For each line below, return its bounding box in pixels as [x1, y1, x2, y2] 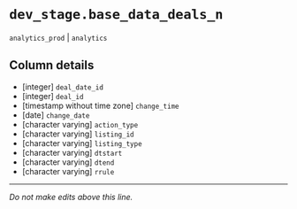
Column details [9, 58, 95, 73]
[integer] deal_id [21, 90, 84, 101]
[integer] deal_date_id [21, 81, 104, 92]
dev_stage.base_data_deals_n [9, 6, 224, 23]
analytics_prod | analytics [9, 32, 108, 43]
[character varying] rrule [21, 166, 115, 176]
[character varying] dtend [21, 157, 115, 167]
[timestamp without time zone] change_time [21, 100, 179, 111]
